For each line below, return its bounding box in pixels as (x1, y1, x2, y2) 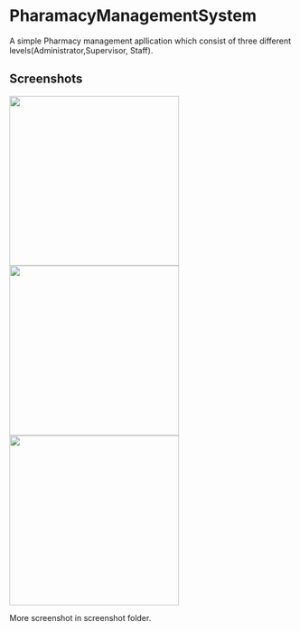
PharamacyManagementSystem (9, 5, 258, 26)
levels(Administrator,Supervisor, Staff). (9, 44, 154, 55)
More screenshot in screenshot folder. (9, 612, 152, 623)
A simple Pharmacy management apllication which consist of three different (9, 35, 292, 46)
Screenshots (9, 72, 83, 87)
